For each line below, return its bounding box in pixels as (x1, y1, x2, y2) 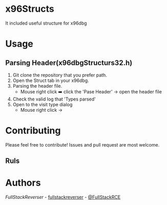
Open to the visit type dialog (12, 101, 73, 108)
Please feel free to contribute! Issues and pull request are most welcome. (5, 141, 160, 148)
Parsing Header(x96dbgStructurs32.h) (5, 58, 133, 67)
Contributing (5, 125, 61, 136)
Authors (5, 177, 41, 189)
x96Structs (5, 3, 55, 15)
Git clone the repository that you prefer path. (12, 72, 108, 78)
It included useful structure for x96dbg (5, 20, 87, 26)
